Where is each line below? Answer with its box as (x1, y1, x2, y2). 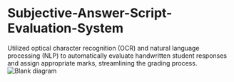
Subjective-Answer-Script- (7, 5, 173, 21)
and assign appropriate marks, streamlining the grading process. (7, 58, 198, 67)
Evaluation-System (7, 20, 123, 36)
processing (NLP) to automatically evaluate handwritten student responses (7, 51, 227, 60)
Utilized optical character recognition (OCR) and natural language (7, 43, 200, 52)
